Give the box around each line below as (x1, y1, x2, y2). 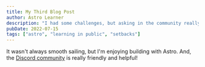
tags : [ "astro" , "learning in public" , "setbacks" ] (6, 31, 140, 37)
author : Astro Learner (6, 14, 64, 21)
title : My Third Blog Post (6, 8, 75, 15)
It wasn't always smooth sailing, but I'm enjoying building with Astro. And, (6, 48, 192, 55)
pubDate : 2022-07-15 (6, 25, 59, 32)
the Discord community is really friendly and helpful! (6, 54, 138, 62)
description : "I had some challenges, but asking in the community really (6, 20, 201, 26)
